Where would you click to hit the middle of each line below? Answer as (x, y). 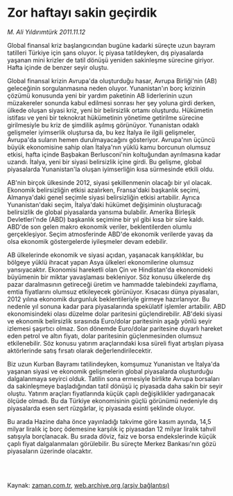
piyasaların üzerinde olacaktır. (50, 451)
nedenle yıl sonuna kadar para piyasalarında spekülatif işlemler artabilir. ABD (116, 306)
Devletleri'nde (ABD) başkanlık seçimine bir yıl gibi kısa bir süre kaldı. (106, 219)
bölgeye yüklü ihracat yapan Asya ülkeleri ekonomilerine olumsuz (101, 262)
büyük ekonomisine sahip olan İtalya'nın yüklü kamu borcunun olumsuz (109, 147)
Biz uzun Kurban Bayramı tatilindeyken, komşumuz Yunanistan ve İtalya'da (114, 364)
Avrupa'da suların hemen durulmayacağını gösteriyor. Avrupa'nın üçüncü (111, 139)
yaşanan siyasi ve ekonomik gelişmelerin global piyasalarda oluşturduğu (110, 371)
